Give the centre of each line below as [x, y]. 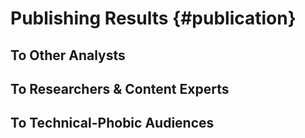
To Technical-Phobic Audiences [112, 123]
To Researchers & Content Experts [120, 88]
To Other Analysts [68, 55]
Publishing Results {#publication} [153, 18]
